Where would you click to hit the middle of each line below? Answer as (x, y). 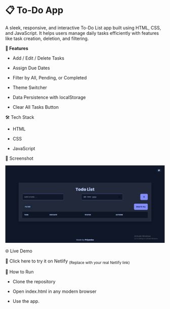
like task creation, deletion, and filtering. (47, 38)
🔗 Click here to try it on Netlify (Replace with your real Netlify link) (68, 261)
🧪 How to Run (19, 272)
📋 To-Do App (34, 10)
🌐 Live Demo (19, 251)
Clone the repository (34, 282)
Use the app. (26, 301)
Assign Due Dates (31, 68)
